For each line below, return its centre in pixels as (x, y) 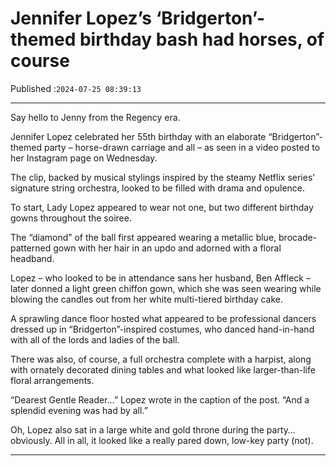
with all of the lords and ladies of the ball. (95, 339)
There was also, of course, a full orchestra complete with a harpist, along (161, 359)
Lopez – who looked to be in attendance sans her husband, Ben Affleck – (160, 278)
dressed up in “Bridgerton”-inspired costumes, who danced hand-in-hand (162, 329)
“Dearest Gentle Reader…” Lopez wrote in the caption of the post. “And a (160, 399)
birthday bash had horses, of (202, 39)
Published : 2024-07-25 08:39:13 (76, 88)
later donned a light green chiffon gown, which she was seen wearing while (166, 288)
